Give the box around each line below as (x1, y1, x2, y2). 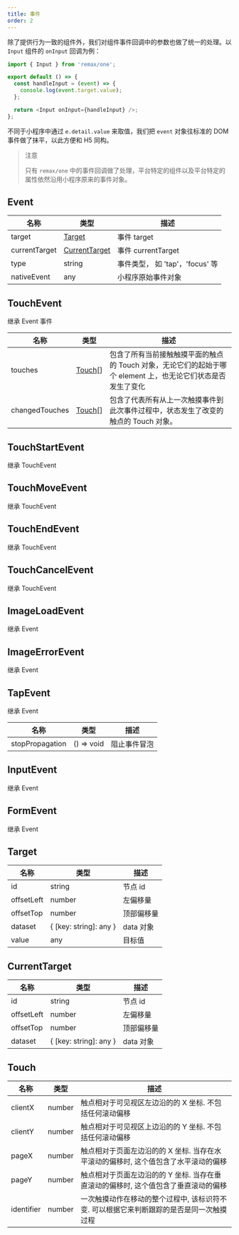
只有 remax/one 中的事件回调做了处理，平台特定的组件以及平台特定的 (24, 166, 226, 175)
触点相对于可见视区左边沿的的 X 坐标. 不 (80, 1098, 215, 1107)
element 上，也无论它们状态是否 (118, 371, 226, 381)
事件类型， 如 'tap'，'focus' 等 (117, 259, 218, 269)
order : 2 (7, 17, 33, 24)
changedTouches (11, 405, 70, 415)
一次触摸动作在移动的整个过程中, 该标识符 (80, 1194, 221, 1204)
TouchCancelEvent (7, 564, 94, 576)
